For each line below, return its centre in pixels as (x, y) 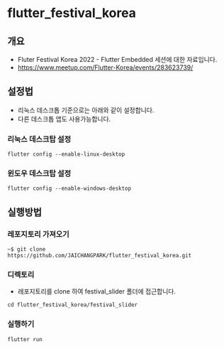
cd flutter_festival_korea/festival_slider (73, 305)
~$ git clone (27, 249)
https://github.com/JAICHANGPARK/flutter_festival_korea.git (100, 256)
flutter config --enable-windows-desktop (69, 189)
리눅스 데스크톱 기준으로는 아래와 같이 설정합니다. (86, 110)
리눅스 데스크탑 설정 (39, 139)
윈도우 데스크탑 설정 (39, 173)
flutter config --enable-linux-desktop (66, 154)
